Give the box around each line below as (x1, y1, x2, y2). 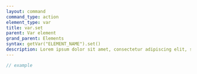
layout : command (6, 8, 46, 15)
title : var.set (6, 24, 43, 31)
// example (6, 62, 33, 68)
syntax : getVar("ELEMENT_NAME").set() (6, 41, 101, 47)
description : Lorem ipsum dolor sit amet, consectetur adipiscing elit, (6, 47, 188, 52)
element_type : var (6, 19, 51, 25)
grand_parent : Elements (6, 36, 64, 41)
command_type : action (6, 14, 59, 20)
